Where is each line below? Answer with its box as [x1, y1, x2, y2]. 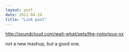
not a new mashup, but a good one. [5, 41, 80, 47]
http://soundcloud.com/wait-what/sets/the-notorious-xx [5, 31, 124, 37]
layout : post [5, 7, 33, 13]
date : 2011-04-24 [5, 12, 42, 17]
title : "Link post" [5, 17, 47, 22]
